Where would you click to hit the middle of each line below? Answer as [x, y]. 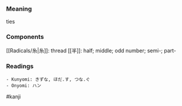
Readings [20, 66]
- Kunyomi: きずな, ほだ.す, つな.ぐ [48, 79]
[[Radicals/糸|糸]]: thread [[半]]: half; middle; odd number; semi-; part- [91, 50]
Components [25, 37]
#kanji [14, 97]
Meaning [19, 9]
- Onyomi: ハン [24, 85]
